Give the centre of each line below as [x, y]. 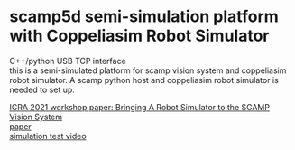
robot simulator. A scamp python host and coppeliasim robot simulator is [144, 80]
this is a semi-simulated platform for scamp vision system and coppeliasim [148, 70]
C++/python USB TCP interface [68, 61]
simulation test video [48, 136]
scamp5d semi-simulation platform [144, 17]
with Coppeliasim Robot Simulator [139, 36]
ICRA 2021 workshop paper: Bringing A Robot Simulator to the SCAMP [140, 107]
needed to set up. [42, 89]
